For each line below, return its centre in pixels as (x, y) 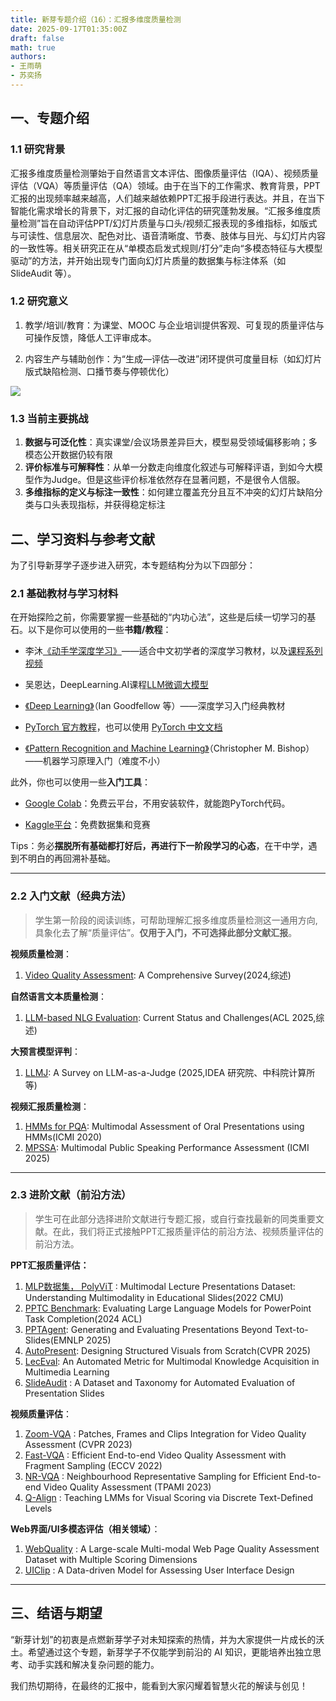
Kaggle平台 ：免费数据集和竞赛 (87, 825)
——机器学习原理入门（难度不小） (95, 761)
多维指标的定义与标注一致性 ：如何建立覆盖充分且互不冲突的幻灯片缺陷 (169, 492)
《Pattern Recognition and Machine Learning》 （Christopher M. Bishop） (169, 748)
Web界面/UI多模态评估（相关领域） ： (85, 1528)
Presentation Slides (64, 1393)
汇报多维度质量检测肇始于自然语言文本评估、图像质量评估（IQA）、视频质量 (164, 173)
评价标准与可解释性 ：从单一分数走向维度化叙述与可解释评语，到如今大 (169, 467)
